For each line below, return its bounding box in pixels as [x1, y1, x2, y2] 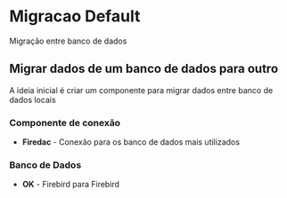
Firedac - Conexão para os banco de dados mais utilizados [21, 137, 241, 147]
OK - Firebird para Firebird [21, 179, 120, 190]
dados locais [9, 94, 56, 105]
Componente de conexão [9, 116, 121, 129]
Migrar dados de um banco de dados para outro [9, 61, 279, 76]
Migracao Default [9, 6, 141, 27]
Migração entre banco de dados [9, 36, 127, 46]
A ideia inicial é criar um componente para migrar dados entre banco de [9, 84, 274, 95]
